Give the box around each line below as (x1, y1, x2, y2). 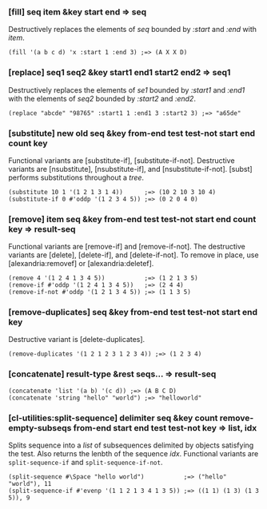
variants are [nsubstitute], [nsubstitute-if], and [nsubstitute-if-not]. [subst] (8, 164, 253, 173)
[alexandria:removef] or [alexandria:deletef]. (8, 259, 154, 268)
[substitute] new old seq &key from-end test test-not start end (8, 127, 256, 138)
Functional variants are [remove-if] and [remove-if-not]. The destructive (8, 242, 245, 252)
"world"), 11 (8, 480, 52, 488)
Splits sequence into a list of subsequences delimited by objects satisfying (8, 440, 254, 450)
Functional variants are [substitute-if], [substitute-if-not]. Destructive (8, 155, 235, 165)
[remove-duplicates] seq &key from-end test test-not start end (8, 307, 258, 318)
